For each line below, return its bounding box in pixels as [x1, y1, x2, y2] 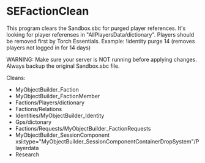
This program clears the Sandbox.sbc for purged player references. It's [6, 24, 186, 32]
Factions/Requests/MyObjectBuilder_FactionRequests [15, 125, 151, 132]
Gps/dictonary [15, 118, 52, 126]
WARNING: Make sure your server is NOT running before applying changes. [6, 56, 198, 63]
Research [15, 151, 40, 158]
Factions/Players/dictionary [15, 99, 84, 106]
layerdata [15, 144, 39, 151]
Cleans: [6, 74, 26, 81]
